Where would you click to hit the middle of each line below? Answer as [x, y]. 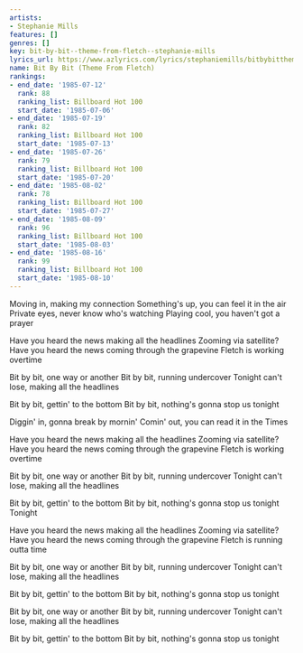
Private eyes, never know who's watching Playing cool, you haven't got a [145, 313]
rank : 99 [34, 261]
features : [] [34, 34]
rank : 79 [34, 160]
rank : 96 [34, 228]
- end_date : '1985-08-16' [58, 253]
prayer [22, 322]
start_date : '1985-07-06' [66, 110]
